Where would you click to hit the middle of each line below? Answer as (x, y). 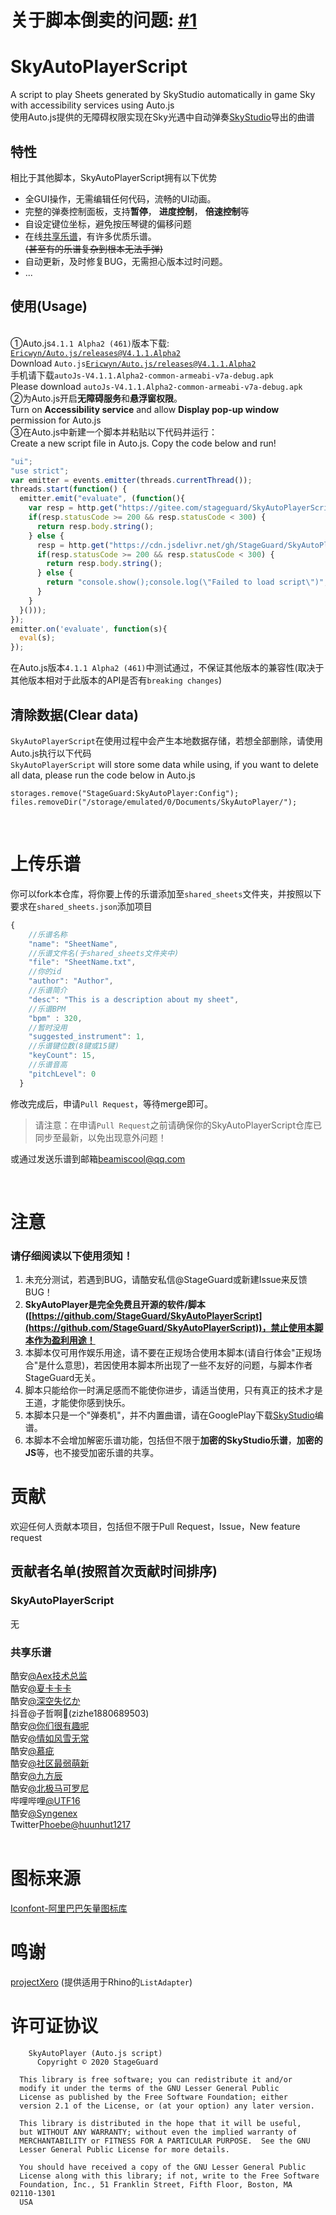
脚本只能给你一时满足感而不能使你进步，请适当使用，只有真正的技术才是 (173, 1390)
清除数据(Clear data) (74, 714)
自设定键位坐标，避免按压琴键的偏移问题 (108, 223)
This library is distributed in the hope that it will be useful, (160, 2123)
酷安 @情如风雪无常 (50, 1738)
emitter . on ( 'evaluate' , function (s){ (89, 629)
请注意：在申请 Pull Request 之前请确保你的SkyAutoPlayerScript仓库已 (178, 1125)
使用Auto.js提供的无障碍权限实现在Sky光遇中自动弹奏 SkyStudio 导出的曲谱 (162, 117)
